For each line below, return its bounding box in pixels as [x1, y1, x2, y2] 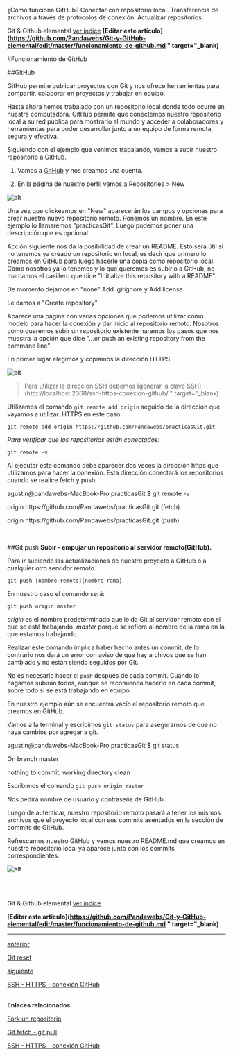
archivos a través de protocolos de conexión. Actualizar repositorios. [7, 13, 204, 22]
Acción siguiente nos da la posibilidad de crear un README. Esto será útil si [7, 242, 223, 250]
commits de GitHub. [7, 824, 64, 831]
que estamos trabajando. [7, 630, 78, 638]
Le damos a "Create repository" [7, 298, 98, 307]
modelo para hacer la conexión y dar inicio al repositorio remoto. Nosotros [7, 319, 220, 327]
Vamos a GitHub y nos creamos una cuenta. [17, 167, 144, 174]
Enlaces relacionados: [7, 1001, 73, 1009]
